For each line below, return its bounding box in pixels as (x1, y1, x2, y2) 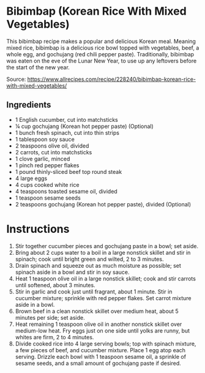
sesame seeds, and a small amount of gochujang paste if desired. (15, 360, 182, 367)
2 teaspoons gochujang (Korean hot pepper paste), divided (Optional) (15, 200, 192, 208)
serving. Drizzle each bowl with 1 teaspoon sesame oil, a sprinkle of (15, 353, 187, 360)
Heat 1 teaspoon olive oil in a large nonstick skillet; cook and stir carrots (15, 274, 196, 282)
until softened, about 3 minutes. (15, 281, 96, 288)
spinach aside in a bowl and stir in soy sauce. (15, 268, 130, 276)
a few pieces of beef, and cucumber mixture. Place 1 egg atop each (15, 346, 185, 353)
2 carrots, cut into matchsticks (15, 148, 92, 156)
